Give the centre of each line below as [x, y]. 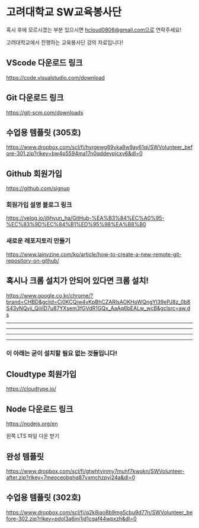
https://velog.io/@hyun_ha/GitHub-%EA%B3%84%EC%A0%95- [85, 218]
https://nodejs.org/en [32, 424]
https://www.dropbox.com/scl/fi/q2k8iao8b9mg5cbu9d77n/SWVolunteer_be [99, 512]
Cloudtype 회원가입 [41, 374]
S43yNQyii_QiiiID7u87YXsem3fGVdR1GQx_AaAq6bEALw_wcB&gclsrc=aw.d [98, 308]
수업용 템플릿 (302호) [44, 497]
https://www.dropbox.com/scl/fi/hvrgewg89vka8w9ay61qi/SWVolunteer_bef [99, 147]
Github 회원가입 [34, 174]
